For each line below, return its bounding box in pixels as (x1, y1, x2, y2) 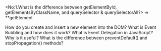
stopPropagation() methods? (5, 40, 63, 46)
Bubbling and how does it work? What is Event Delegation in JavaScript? (5, 30, 153, 35)
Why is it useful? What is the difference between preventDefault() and (5, 35, 148, 41)
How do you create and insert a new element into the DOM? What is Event (5, 24, 157, 30)
